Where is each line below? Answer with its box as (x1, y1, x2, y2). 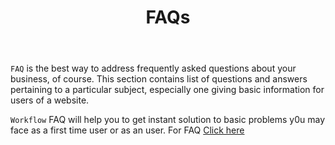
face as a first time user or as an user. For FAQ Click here (10, 124, 245, 136)
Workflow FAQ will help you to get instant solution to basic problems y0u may (10, 114, 326, 126)
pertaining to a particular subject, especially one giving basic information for (10, 84, 325, 96)
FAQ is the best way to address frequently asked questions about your (10, 62, 297, 75)
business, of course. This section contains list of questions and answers (10, 73, 308, 85)
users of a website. (10, 94, 90, 106)
